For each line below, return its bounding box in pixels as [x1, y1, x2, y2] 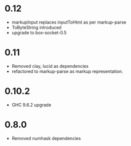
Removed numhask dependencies [11, 135, 81, 141]
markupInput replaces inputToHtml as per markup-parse [11, 19, 127, 25]
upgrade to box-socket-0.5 [11, 29, 67, 35]
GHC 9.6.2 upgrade [11, 102, 51, 108]
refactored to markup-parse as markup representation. [11, 68, 124, 74]
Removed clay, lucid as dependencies [11, 63, 89, 69]
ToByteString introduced [11, 24, 62, 30]
